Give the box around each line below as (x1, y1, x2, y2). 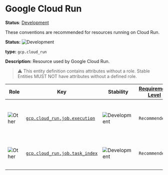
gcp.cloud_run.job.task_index (25, 150, 98, 156)
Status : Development (5, 19, 49, 25)
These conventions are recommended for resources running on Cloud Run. (5, 29, 160, 35)
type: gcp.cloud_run (5, 48, 47, 54)
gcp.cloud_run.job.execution (25, 115, 95, 121)
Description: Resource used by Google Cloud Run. (5, 58, 110, 64)
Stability (108, 88, 128, 95)
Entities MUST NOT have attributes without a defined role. (17, 73, 137, 79)
